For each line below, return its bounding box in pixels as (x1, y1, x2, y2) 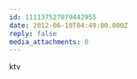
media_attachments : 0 (9, 37, 89, 47)
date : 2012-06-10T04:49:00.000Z (9, 21, 128, 30)
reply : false (9, 29, 57, 38)
